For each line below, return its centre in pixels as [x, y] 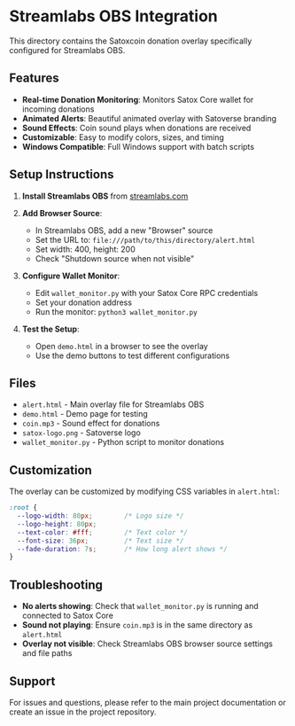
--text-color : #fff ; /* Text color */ [103, 532]
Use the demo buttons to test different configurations [132, 355]
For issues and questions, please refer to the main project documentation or [147, 702]
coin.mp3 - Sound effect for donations [91, 424]
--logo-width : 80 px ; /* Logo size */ [101, 516]
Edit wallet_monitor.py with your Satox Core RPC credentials [147, 293]
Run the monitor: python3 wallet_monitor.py [116, 311]
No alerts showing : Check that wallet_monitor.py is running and [140, 606]
